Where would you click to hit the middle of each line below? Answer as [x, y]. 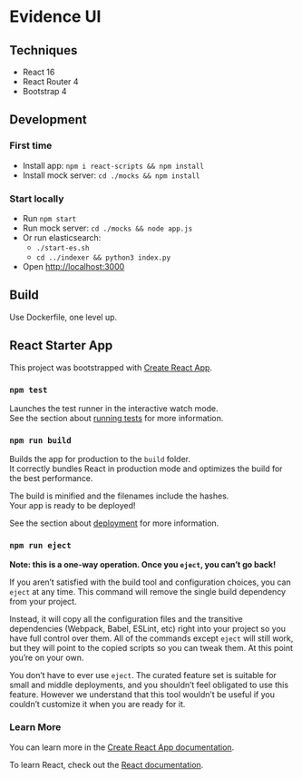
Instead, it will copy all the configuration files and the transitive [126, 618]
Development [49, 120]
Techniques [44, 50]
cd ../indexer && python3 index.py [103, 257]
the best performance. [51, 478]
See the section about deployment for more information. [114, 523]
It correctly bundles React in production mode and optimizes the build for [146, 468]
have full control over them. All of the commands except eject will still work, [151, 638]
